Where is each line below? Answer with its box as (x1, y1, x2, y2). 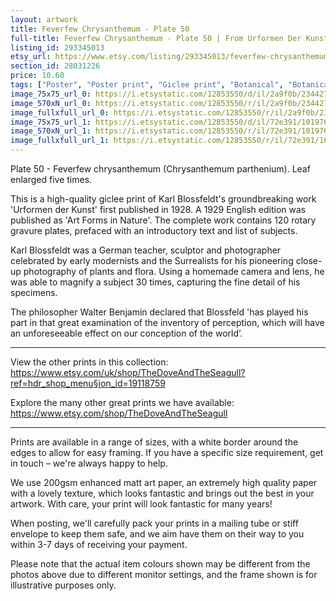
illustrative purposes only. (10, 579, 117, 591)
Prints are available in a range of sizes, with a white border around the (10, 436, 299, 448)
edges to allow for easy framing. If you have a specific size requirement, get (10, 447, 324, 458)
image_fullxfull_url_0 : (10, 107, 110, 118)
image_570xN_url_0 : (10, 98, 92, 108)
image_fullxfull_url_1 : (10, 136, 110, 146)
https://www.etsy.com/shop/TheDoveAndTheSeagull (10, 407, 228, 419)
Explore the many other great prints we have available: (10, 397, 235, 408)
